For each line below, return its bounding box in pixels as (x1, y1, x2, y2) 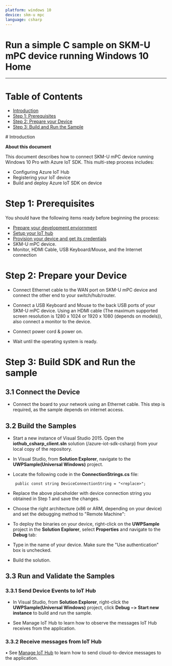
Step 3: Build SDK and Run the (5, 357, 136, 368)
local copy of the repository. (12, 446, 73, 452)
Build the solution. (12, 557, 51, 563)
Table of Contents (5, 91, 83, 102)
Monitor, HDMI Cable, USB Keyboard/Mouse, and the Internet (12, 246, 142, 253)
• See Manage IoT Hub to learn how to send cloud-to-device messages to (5, 649, 161, 656)
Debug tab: (12, 531, 37, 538)
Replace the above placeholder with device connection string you (12, 490, 151, 496)
